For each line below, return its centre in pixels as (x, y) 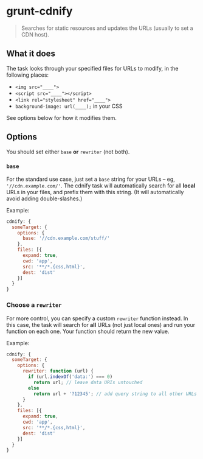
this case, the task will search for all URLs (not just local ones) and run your (101, 324)
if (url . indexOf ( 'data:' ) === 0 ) (71, 377)
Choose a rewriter (34, 305)
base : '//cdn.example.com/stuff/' (66, 239)
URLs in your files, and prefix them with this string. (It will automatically (95, 192)
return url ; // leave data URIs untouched (88, 382)
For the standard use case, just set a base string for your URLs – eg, (91, 179)
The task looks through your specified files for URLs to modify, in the (92, 68)
